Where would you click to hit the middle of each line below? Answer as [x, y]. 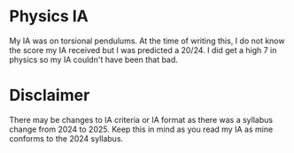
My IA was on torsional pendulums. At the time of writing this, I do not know [147, 41]
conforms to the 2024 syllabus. [66, 138]
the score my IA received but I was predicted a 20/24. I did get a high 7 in [143, 50]
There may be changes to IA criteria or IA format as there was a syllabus [141, 119]
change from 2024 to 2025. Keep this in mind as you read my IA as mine [141, 129]
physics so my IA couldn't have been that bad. [94, 59]
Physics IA [49, 16]
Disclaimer [50, 96]
